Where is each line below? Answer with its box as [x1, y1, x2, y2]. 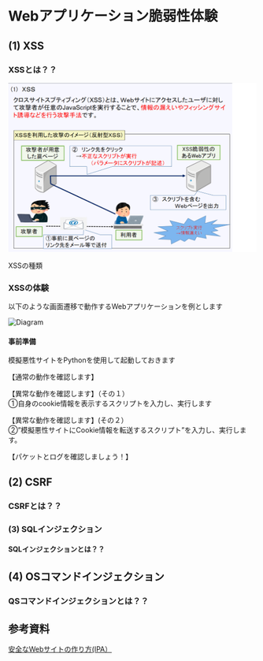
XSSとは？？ [8, 64, 57, 75]
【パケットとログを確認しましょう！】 [8, 452, 132, 462]
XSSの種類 [8, 261, 43, 270]
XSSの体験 [8, 282, 50, 293]
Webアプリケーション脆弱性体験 [8, 7, 218, 25]
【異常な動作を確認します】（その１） [8, 389, 129, 399]
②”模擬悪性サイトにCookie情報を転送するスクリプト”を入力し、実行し [8, 425, 240, 435]
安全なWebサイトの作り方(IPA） [8, 644, 113, 654]
